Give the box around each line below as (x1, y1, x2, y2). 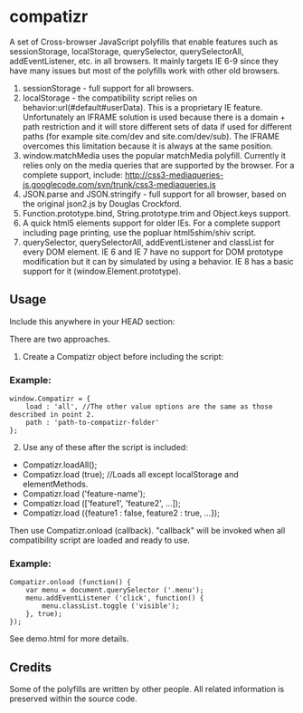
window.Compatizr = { (9, 394, 91, 404)
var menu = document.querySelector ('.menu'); (25, 586, 204, 595)
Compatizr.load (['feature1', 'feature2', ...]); (22, 498, 181, 509)
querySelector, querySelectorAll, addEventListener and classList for (22, 236, 275, 247)
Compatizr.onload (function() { (9, 578, 131, 587)
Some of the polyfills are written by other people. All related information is (9, 684, 285, 695)
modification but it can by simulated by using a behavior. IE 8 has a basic (22, 255, 294, 266)
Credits (9, 660, 52, 675)
